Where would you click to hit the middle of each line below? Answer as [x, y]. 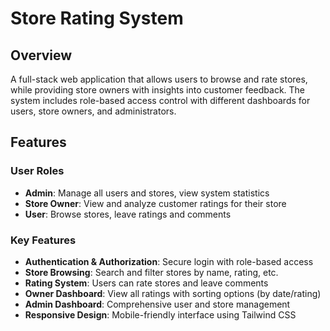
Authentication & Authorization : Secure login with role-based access [169, 261]
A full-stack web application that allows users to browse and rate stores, [159, 79]
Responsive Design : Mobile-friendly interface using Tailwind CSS [160, 314]
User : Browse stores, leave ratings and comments [128, 214]
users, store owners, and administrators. [93, 111]
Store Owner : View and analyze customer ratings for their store [155, 203]
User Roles [37, 171]
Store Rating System [97, 18]
